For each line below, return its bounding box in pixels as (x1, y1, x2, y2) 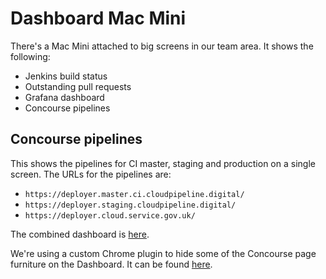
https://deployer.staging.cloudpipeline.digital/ (24, 200, 237, 210)
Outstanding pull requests (24, 80, 132, 92)
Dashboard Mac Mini (10, 7, 187, 30)
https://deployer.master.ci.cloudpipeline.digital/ (24, 189, 245, 199)
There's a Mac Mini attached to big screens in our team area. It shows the (10, 40, 314, 52)
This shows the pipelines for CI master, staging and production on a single (10, 157, 316, 169)
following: (10, 50, 51, 62)
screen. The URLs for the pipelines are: (10, 168, 172, 180)
